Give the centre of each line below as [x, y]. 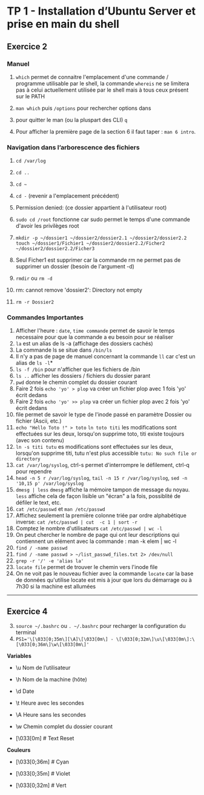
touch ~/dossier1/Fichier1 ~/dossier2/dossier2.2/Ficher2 [90, 244]
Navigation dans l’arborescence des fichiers [73, 147]
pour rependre [34, 471]
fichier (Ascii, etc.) [39, 421]
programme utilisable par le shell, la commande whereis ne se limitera [102, 83]
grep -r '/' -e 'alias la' [50, 561]
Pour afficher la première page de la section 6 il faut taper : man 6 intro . [106, 131]
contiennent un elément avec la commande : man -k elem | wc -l [96, 541]
